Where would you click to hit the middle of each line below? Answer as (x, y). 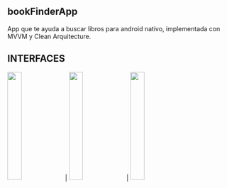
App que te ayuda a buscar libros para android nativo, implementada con (114, 28)
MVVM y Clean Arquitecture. (49, 36)
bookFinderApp (43, 12)
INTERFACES (36, 59)
